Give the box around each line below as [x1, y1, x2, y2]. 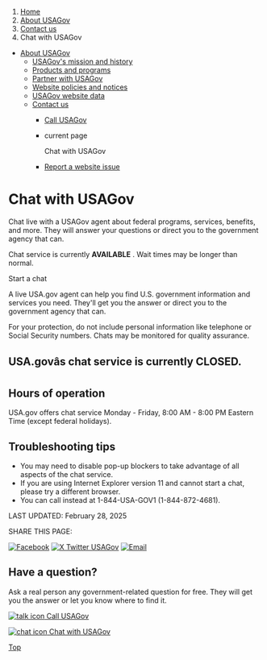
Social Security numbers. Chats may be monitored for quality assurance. [8, 330, 250, 340]
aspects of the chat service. [19, 469, 114, 479]
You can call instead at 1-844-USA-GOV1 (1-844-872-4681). [19, 495, 220, 504]
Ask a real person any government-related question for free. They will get [8, 587, 252, 596]
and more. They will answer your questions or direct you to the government [8, 225, 259, 235]
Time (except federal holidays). [8, 417, 112, 426]
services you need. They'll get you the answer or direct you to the [8, 297, 227, 307]
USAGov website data [31, 91, 105, 100]
